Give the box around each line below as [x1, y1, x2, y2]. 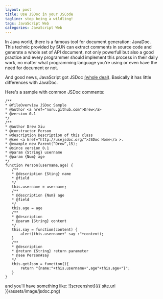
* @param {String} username [5, 150, 63, 155]
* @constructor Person [5, 128, 51, 134]
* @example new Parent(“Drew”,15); [5, 142, 78, 147]
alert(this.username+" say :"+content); [20, 231, 104, 237]
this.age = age [11, 206, 43, 211]
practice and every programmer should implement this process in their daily [5, 54, 158, 60]
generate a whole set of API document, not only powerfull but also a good [5, 50, 154, 55]
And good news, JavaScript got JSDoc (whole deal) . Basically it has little [5, 75, 152, 80]
